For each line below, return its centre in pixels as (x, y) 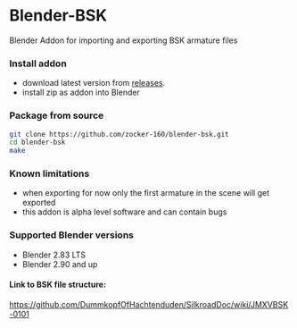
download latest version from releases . (94, 83)
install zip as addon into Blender (81, 93)
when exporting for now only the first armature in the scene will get (146, 193)
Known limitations (49, 173)
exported (39, 203)
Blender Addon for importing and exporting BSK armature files (124, 40)
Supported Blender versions (71, 235)
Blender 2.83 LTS (54, 255)
